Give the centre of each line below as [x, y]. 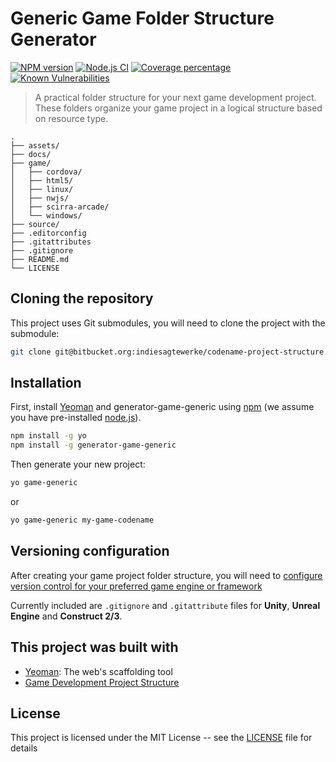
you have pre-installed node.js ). [76, 418]
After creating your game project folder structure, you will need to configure [166, 575]
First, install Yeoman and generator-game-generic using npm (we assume [162, 407]
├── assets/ [35, 145]
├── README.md [40, 259]
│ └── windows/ [46, 215]
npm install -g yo [48, 436]
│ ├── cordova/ [46, 172]
